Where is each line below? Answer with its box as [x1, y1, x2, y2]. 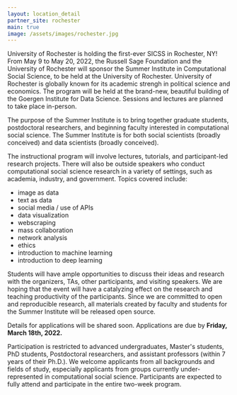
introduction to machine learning [17, 248, 113, 257]
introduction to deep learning [17, 256, 103, 265]
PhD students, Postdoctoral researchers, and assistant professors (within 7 [7, 350, 226, 358]
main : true [7, 23, 40, 30]
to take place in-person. [7, 102, 77, 110]
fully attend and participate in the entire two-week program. [7, 380, 182, 389]
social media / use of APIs [17, 203, 94, 212]
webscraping [17, 219, 57, 227]
